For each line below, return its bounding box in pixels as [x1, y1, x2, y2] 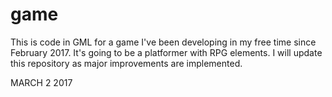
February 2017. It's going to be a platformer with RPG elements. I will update [10, 46, 323, 58]
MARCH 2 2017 [10, 76, 73, 88]
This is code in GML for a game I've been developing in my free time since [10, 36, 317, 48]
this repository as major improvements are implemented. [10, 57, 243, 69]
